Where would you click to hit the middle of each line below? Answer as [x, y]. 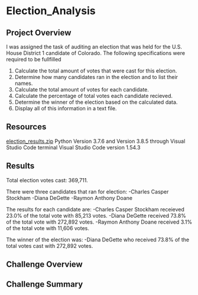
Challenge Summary [45, 284]
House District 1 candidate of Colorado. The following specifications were [95, 53]
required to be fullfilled [34, 59]
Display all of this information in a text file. [66, 108]
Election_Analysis [51, 11]
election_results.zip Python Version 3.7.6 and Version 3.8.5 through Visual [96, 141]
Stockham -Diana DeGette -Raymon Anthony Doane [69, 198]
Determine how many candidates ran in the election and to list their [96, 77]
